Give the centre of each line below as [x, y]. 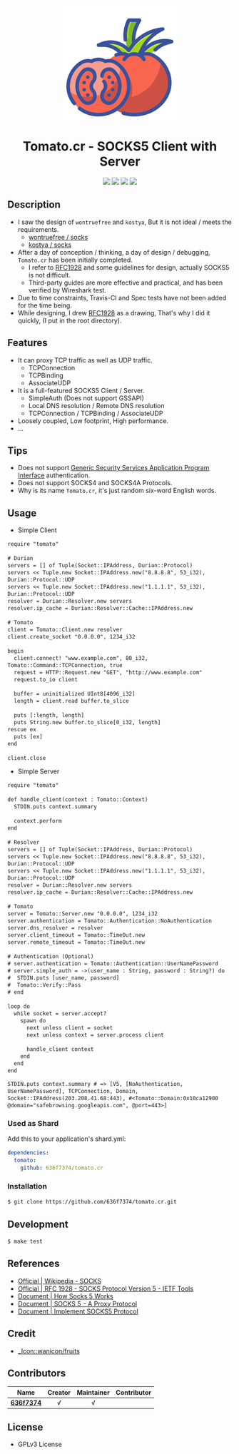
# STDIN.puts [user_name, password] [63, 978]
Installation [27, 1186]
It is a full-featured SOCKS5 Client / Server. [81, 390]
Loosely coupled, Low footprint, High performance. [93, 421]
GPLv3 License [40, 1444]
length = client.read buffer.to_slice [72, 701]
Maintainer [93, 1392]
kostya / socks [50, 245]
